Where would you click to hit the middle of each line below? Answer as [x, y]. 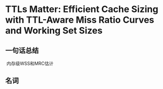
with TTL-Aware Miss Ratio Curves [80, 20]
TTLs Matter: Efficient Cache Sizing [82, 9]
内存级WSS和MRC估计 [30, 63]
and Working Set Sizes [54, 31]
